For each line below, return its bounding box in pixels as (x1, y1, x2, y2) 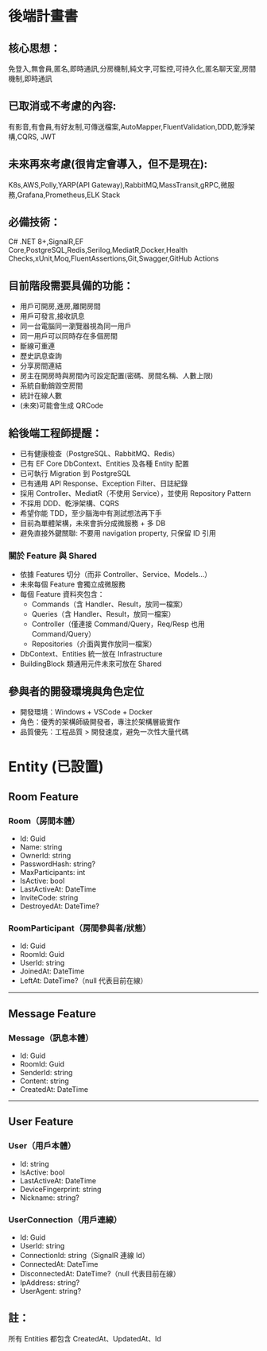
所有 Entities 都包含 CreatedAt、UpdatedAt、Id (8, 1334, 161, 1343)
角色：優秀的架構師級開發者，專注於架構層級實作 (19, 717, 180, 727)
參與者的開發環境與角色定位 (8, 684, 145, 698)
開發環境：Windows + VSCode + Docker (19, 707, 153, 717)
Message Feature (8, 1007, 97, 1020)
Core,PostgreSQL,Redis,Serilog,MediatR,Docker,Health (8, 246, 188, 255)
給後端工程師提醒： (8, 426, 103, 439)
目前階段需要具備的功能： (8, 279, 133, 292)
